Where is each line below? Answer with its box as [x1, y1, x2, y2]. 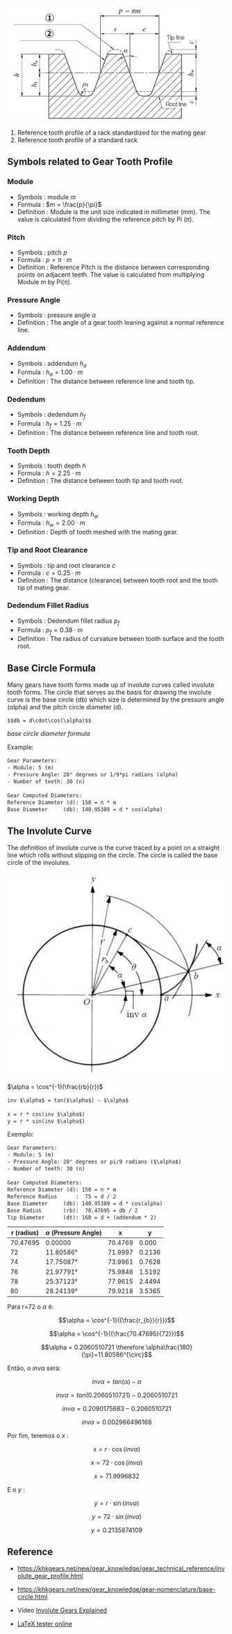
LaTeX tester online [17, 1619, 73, 1628]
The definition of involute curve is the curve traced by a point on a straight [7, 844, 220, 852]
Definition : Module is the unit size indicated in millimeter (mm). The [17, 208, 210, 216]
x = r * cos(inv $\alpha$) [7, 1111, 85, 1118]
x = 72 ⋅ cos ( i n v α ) [90, 1458, 143, 1467]
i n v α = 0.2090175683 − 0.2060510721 [62, 1404, 172, 1412]
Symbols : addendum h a [17, 359, 87, 369]
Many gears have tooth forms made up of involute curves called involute [7, 681, 215, 689]
